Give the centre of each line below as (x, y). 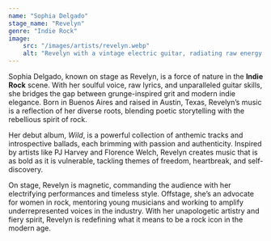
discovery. (26, 169)
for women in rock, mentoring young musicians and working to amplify (126, 202)
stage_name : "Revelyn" (47, 23)
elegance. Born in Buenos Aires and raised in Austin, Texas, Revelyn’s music (135, 102)
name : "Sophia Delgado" (49, 16)
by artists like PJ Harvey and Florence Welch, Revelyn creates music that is (133, 152)
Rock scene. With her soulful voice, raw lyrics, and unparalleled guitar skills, (135, 85)
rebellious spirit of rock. (48, 119)
